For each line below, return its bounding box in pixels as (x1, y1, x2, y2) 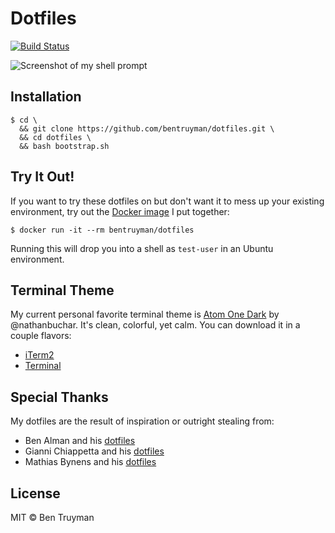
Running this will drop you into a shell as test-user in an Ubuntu (10, 242, 274, 254)
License (10, 485, 61, 502)
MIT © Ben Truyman (10, 512, 95, 523)
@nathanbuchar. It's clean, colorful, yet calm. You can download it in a (10, 319, 301, 331)
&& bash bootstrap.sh (19, 141, 110, 151)
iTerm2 (24, 349, 55, 361)
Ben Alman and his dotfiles (24, 435, 136, 447)
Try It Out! (10, 168, 75, 186)
